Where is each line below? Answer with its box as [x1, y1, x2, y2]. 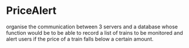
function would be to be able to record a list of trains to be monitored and [6, 29, 183, 36]
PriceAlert [6, 4, 57, 17]
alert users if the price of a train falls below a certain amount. [6, 35, 154, 42]
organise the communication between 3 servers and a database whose [6, 23, 178, 30]
